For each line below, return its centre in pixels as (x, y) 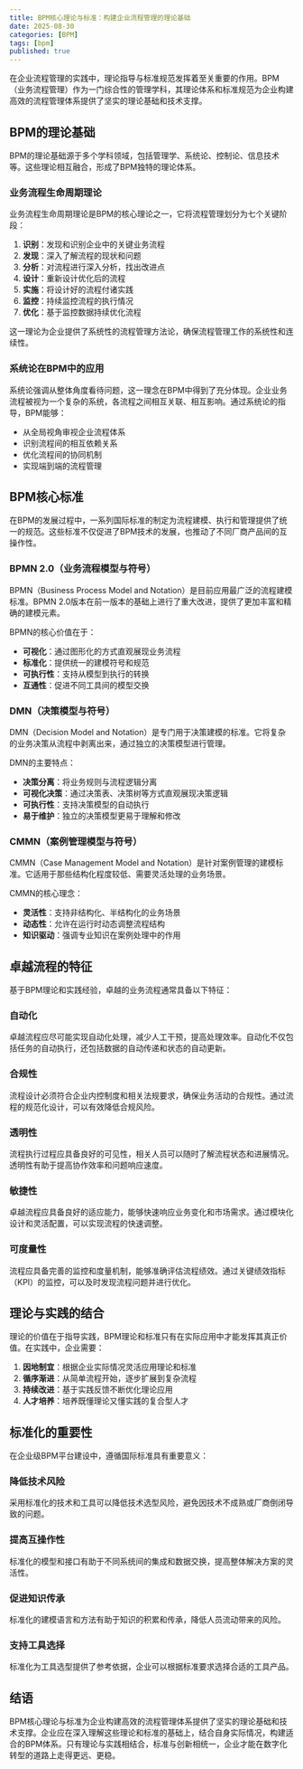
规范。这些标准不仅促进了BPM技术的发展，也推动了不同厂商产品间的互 (156, 532)
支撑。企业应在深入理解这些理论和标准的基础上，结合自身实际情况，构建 (151, 1733)
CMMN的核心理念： (46, 894)
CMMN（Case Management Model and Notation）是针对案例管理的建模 (143, 863)
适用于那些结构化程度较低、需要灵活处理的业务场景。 (132, 875)
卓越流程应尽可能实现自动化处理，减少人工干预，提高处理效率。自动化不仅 (147, 1037)
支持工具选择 (37, 1645)
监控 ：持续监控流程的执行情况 (78, 301)
